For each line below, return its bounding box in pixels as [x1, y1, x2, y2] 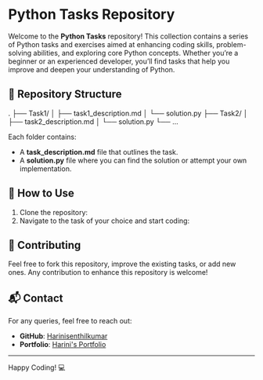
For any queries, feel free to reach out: [8, 316, 132, 326]
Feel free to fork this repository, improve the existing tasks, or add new [8, 259, 236, 269]
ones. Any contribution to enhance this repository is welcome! [8, 268, 208, 277]
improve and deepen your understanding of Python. [8, 64, 175, 74]
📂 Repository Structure [8, 88, 122, 101]
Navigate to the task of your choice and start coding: [19, 216, 190, 225]
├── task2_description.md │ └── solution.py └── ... [8, 116, 178, 126]
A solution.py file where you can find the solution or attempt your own [19, 155, 247, 165]
